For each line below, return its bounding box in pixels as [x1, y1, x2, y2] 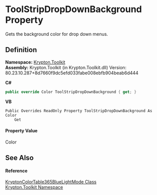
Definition [5, 45, 37, 54]
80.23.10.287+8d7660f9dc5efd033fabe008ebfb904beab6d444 [5, 70, 139, 76]
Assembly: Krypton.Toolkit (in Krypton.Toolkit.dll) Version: [5, 64, 127, 70]
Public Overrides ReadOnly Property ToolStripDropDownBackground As [5, 108, 152, 113]
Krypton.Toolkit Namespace [5, 184, 63, 190]
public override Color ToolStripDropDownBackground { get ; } [5, 89, 137, 94]
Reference [5, 168, 28, 174]
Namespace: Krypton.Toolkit [5, 59, 66, 65]
